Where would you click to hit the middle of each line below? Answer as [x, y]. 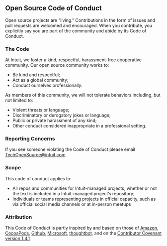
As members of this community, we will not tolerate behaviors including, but [83, 95]
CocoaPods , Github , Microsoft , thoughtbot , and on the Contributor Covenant [83, 233]
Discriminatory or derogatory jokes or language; [61, 115]
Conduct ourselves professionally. [47, 85]
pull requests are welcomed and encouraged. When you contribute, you [79, 25]
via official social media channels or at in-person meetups [72, 204]
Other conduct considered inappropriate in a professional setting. [79, 126]
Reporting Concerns [30, 139]
